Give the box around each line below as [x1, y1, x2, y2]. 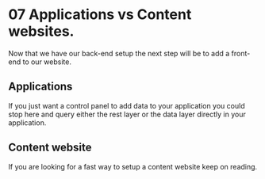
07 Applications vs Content [8, 6, 192, 24]
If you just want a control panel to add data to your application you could [8, 101, 245, 110]
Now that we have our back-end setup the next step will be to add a [8, 48, 230, 58]
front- [231, 48, 251, 58]
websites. [8, 22, 75, 40]
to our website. [22, 57, 71, 67]
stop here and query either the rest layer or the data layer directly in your [8, 109, 246, 119]
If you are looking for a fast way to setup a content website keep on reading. [8, 162, 258, 171]
